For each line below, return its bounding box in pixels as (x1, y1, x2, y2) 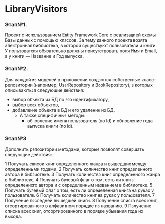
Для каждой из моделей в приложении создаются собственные (5, 76, 141, 82)
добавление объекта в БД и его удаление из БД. (12, 107, 115, 113)
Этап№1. (5, 21, 27, 28)
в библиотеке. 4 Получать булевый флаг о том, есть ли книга (5, 177, 134, 183)
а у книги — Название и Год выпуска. (5, 53, 84, 59)
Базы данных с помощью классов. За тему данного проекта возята (5, 37, 148, 43)
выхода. (5, 213, 22, 220)
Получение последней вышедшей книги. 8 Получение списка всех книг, (5, 198, 158, 204)
